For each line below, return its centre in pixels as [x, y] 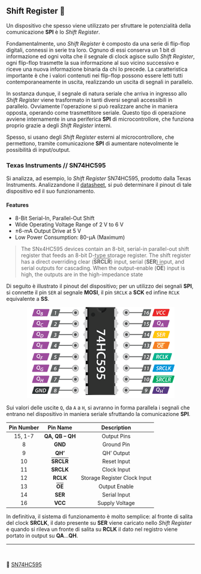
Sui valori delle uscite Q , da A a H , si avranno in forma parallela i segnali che [98, 408]
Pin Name [60, 427]
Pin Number [24, 427]
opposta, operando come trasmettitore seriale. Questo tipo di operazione [96, 112]
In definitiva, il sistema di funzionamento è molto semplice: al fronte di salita [100, 516]
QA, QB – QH [60, 437]
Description [116, 427]
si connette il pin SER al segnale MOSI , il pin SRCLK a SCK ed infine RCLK [93, 292]
